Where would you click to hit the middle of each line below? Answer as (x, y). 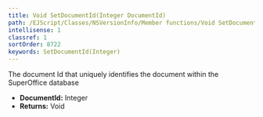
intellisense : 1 (34, 30)
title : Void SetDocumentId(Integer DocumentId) (87, 15)
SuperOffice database (44, 82)
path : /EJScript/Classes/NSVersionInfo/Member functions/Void (112, 23)
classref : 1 (27, 37)
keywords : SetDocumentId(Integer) (65, 52)
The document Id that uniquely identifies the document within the (113, 74)
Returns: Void (42, 106)
